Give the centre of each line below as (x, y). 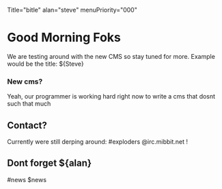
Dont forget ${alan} (50, 163)
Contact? (27, 125)
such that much (29, 104)
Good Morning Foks (64, 38)
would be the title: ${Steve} (45, 64)
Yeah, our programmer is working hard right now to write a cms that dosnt (111, 97)
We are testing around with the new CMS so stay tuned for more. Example (111, 56)
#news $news (27, 179)
